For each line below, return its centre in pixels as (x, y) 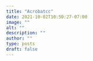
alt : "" (15, 28)
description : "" (26, 33)
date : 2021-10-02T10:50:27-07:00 (47, 17)
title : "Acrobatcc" (30, 11)
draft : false (22, 49)
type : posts (20, 44)
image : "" (18, 22)
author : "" (19, 38)
